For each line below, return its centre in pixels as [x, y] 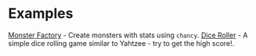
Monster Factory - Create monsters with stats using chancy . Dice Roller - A [128, 35]
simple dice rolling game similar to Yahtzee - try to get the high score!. [121, 43]
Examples [41, 14]
